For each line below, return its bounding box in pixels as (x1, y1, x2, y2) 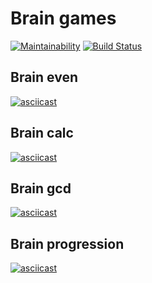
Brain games (10, 7, 117, 30)
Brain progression (10, 235, 125, 252)
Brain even (10, 69, 79, 86)
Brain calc (10, 125, 74, 142)
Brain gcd (10, 180, 72, 197)
